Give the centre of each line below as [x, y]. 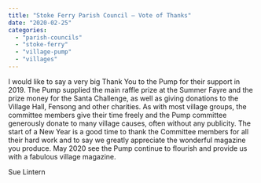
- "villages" [37, 60]
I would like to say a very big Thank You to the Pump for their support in [124, 81]
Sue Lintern [27, 172]
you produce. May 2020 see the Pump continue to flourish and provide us [128, 148]
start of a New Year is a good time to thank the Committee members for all [129, 131]
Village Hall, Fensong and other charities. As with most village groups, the [127, 106]
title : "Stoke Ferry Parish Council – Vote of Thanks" [100, 15]
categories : [28, 30]
